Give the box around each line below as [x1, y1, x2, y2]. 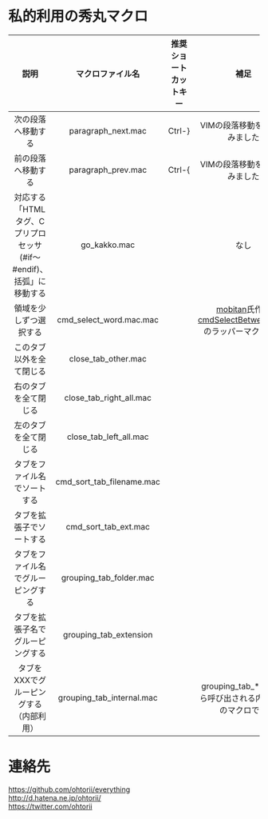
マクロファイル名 [75, 68, 140, 79]
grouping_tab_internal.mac [57, 692, 158, 703]
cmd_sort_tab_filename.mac [55, 476, 161, 487]
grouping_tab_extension [62, 629, 153, 640]
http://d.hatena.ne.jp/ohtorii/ [8, 793, 101, 802]
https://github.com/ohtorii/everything [8, 785, 131, 794]
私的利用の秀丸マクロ [8, 7, 149, 26]
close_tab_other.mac [69, 353, 148, 364]
